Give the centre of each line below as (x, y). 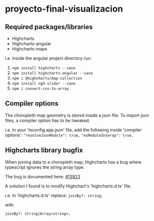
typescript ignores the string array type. (45, 167)
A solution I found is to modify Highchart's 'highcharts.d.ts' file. (68, 186)
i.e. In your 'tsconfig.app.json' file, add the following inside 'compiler (73, 130)
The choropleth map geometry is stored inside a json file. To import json (77, 115)
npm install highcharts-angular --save (52, 73)
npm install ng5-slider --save (44, 84)
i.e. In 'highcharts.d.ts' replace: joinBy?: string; (54, 195)
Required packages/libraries (49, 27)
